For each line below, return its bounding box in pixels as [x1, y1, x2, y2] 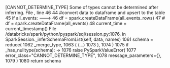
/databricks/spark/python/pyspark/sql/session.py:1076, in [5, 31, 126, 37]
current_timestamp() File [5, 26, 57, 32]
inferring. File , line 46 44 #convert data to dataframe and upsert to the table [5, 10, 165, 16]
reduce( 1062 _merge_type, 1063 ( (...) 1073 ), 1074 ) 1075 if [5, 42, 129, 47]
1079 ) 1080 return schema [5, 58, 61, 63]
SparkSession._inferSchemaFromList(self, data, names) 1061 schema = [5, 36, 154, 42]
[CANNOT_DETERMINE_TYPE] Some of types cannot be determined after [5, 5, 159, 10]
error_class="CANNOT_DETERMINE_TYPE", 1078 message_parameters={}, [5, 52, 161, 58]
